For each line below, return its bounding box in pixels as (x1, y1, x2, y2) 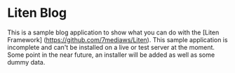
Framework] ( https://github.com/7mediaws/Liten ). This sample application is (7, 35, 228, 44)
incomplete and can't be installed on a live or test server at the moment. (7, 43, 215, 51)
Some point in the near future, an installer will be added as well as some (7, 51, 215, 59)
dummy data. (7, 58, 46, 66)
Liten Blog (7, 5, 67, 21)
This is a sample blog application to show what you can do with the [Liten (7, 28, 220, 36)
